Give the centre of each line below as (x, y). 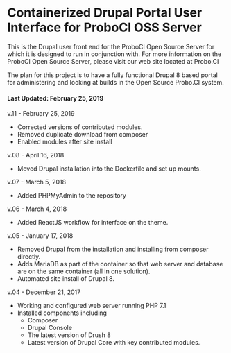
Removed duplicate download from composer (83, 135)
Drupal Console (50, 328)
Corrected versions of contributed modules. (80, 127)
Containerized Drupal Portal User (105, 13)
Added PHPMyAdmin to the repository (72, 196)
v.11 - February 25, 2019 (41, 114)
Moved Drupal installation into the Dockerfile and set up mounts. (109, 169)
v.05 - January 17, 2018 (40, 236)
